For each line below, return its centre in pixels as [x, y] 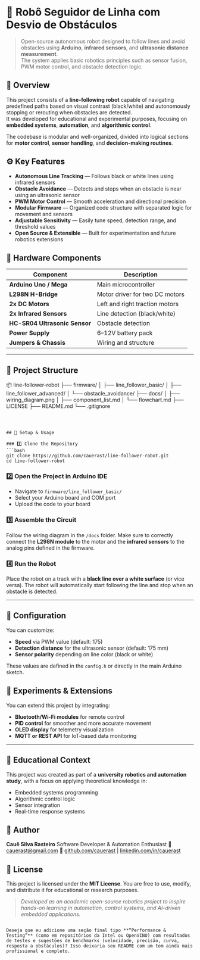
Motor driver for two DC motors [140, 294]
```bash [16, 451]
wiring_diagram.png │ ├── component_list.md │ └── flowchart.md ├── [95, 400]
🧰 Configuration [36, 616]
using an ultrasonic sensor [47, 195]
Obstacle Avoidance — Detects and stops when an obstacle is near [98, 188]
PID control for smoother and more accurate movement [83, 723]
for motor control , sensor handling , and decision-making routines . [90, 143]
